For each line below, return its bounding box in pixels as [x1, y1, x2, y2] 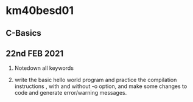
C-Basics [5, 28, 42, 38]
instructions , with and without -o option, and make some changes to [14, 83, 188, 90]
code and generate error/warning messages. [14, 89, 127, 97]
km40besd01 [5, 4, 74, 18]
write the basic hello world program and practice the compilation [14, 76, 177, 84]
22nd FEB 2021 [5, 48, 64, 58]
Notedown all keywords [14, 64, 74, 72]
